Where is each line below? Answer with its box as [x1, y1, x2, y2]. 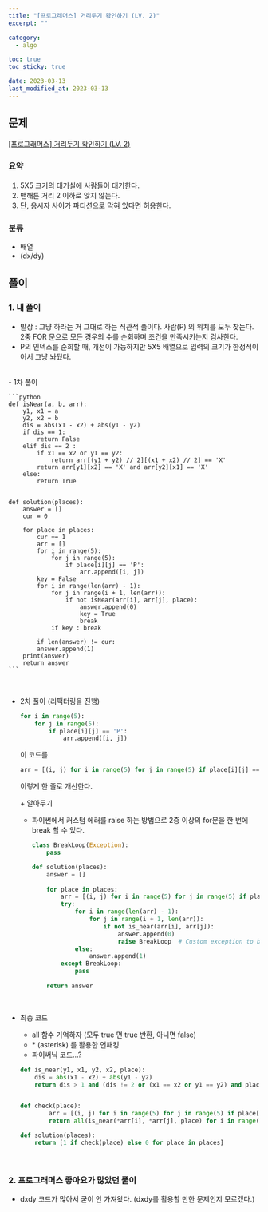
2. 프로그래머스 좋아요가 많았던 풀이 [8, 1174, 137, 1186]
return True [37, 477, 77, 485]
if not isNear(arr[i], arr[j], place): [65, 596, 198, 604]
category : [8, 34, 41, 42]
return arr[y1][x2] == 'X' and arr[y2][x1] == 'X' [37, 463, 209, 471]
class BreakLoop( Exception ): [31, 841, 129, 849]
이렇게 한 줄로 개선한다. [19, 781, 93, 791]
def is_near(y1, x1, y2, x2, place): [19, 1066, 146, 1074]
